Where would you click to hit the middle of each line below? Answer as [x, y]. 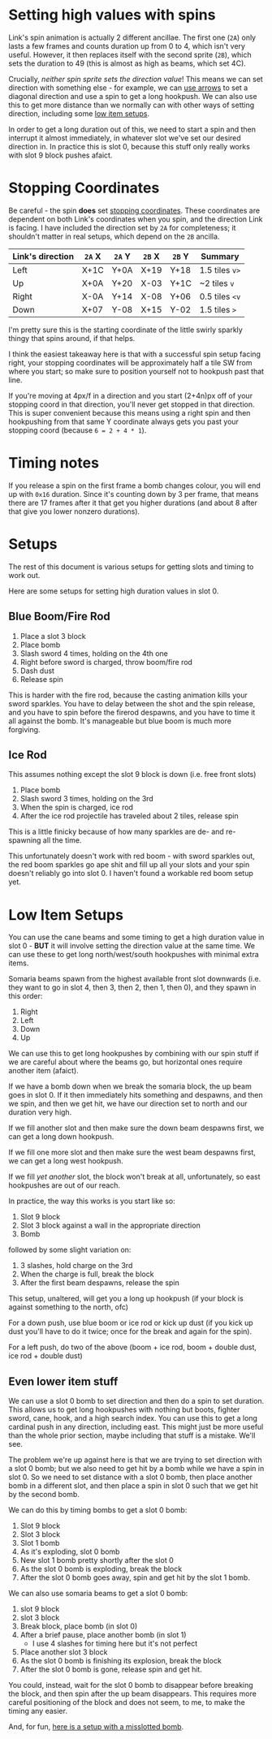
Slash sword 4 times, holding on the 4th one [94, 653]
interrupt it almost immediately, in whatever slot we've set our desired [125, 138]
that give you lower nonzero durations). [74, 511]
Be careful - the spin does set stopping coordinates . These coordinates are [134, 210]
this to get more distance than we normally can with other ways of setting [132, 105]
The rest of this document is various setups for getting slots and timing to [131, 567]
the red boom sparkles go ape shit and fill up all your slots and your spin [129, 865]
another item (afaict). [43, 1071]
